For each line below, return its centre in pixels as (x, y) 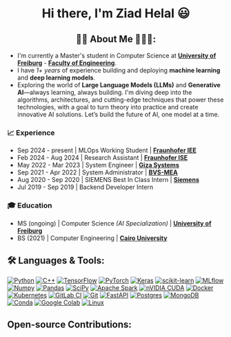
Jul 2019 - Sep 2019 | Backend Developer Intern (85, 187)
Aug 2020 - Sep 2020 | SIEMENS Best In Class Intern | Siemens (108, 180)
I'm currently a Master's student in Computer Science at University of (117, 55)
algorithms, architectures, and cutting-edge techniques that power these (120, 100)
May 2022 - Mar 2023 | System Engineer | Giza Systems (98, 165)
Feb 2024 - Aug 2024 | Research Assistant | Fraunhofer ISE (102, 158)
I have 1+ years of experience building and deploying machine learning (119, 70)
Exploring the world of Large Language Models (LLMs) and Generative (119, 85)
